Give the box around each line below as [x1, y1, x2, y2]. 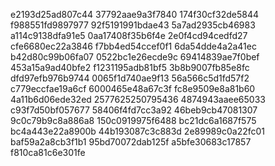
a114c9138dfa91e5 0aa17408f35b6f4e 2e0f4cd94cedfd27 [10, 30, 248, 41]
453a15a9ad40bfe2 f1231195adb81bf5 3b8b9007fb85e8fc [10, 62, 250, 73]
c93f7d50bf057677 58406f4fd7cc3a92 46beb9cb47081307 [10, 104, 258, 116]
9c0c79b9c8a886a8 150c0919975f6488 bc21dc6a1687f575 [10, 115, 257, 126]
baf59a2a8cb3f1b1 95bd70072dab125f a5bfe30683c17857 [10, 136, 252, 148]
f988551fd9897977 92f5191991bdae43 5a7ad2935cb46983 [10, 19, 256, 31]
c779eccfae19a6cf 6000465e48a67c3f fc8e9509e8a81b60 [10, 83, 256, 94]
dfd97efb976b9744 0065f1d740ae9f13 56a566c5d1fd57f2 [10, 72, 250, 84]
